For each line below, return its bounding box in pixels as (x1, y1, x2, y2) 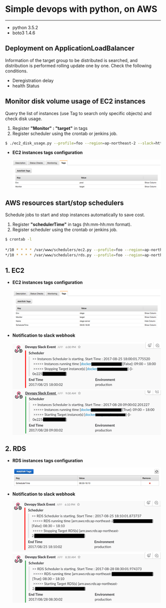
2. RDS (5, 445, 26, 453)
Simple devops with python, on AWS (5, 3, 158, 15)
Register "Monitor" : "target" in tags (12, 125, 88, 131)
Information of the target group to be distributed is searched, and (5, 57, 138, 63)
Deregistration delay (12, 77, 54, 83)
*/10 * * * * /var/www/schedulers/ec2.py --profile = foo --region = (5, 247, 145, 252)
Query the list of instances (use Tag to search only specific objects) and (5, 110, 152, 116)
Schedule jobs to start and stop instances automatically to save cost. (5, 212, 145, 218)
